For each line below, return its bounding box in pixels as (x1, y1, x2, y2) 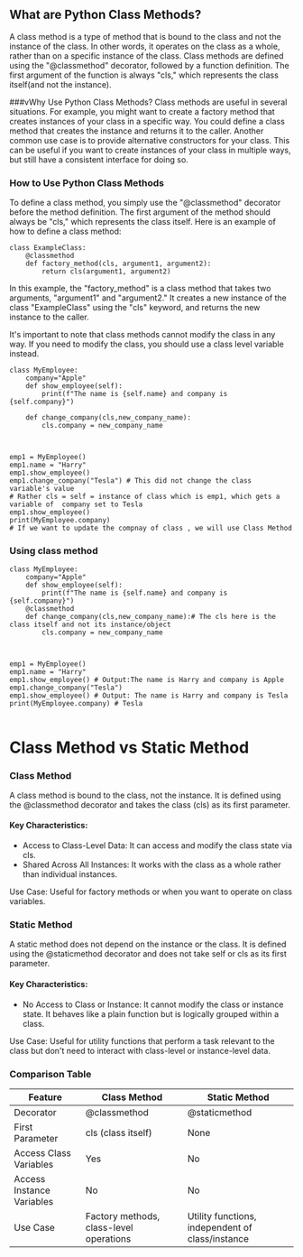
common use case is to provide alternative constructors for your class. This (9, 134, 290, 145)
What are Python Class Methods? (9, 7, 202, 23)
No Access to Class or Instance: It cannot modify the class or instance (22, 999, 284, 1010)
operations (85, 1232, 132, 1244)
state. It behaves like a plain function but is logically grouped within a (22, 1008, 280, 1019)
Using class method (9, 545, 98, 558)
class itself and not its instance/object (9, 620, 171, 630)
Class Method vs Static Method (9, 737, 250, 757)
